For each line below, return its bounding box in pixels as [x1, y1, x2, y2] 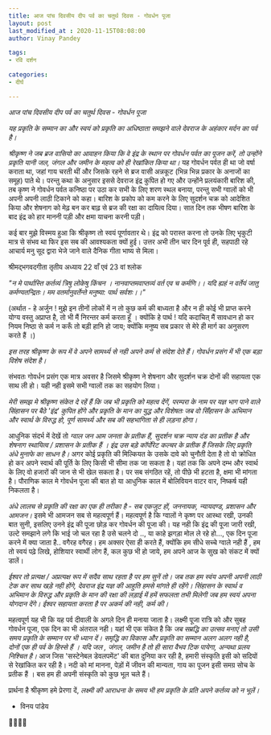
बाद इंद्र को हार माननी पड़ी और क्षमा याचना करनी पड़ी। [8, 211, 146, 221]
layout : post [8, 19, 52, 27]
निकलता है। [8, 485, 40, 495]
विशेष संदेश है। [8, 355, 47, 365]
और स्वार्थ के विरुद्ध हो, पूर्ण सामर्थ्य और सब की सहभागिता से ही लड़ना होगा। [8, 415, 198, 425]
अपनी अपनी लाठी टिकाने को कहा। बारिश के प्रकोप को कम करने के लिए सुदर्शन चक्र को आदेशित [8, 194, 251, 203]
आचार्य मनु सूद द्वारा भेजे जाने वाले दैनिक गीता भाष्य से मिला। [8, 246, 159, 256]
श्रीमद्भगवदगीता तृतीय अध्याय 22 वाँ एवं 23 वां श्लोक [8, 262, 142, 272]
